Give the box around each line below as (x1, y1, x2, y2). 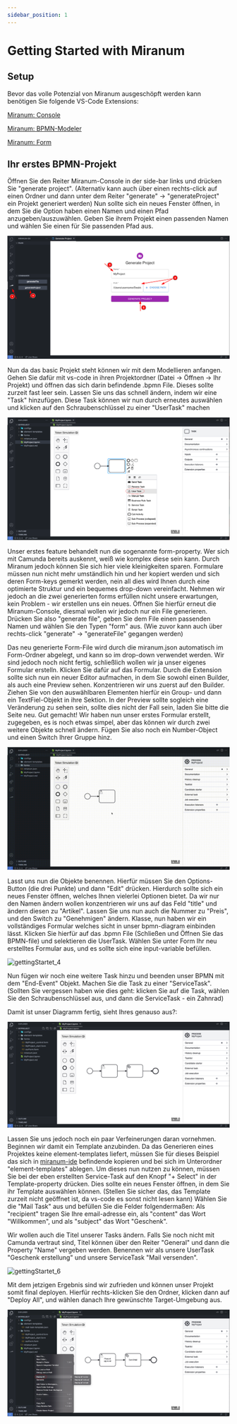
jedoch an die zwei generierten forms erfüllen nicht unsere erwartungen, (7, 592, 219, 600)
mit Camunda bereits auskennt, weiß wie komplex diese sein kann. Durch (7, 554, 220, 563)
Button (7, 884, 27, 893)
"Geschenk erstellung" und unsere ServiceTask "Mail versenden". (7, 1253, 198, 1262)
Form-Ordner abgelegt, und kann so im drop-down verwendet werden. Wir (7, 650, 224, 659)
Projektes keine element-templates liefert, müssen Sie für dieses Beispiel (7, 1150, 219, 1158)
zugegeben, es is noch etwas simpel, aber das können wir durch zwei (7, 718, 210, 726)
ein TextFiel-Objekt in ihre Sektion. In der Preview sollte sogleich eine (7, 695, 209, 704)
